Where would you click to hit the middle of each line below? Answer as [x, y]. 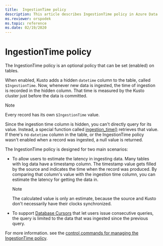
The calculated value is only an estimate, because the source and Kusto [84, 199]
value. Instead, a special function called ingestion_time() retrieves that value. [82, 130]
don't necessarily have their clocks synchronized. [62, 204]
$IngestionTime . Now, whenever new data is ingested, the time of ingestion [80, 86]
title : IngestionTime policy [36, 10]
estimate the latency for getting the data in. [55, 179]
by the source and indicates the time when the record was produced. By [84, 169]
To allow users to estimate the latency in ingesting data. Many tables [81, 159]
